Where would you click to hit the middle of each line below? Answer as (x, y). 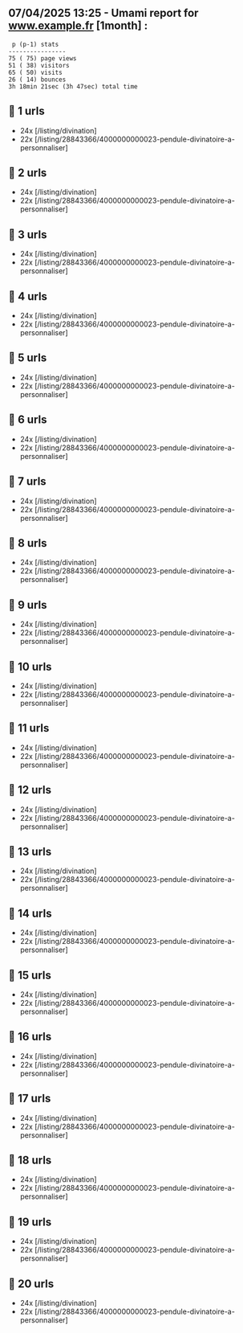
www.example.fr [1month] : (78, 26)
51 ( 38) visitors (39, 65)
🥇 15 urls (30, 975)
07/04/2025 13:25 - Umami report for (103, 13)
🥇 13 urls (30, 851)
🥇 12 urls (30, 790)
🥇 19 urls (30, 1222)
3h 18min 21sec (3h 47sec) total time (73, 86)
